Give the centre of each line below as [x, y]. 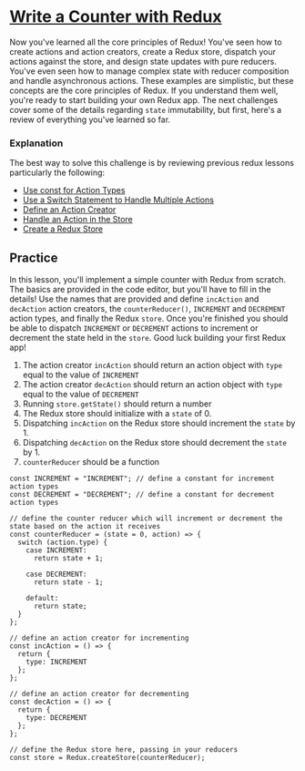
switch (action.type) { [62, 543]
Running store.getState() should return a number [117, 404]
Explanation [36, 143]
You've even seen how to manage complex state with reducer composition [149, 71]
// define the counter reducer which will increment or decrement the [146, 519]
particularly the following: [57, 173]
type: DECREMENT [57, 718]
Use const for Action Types [74, 190]
